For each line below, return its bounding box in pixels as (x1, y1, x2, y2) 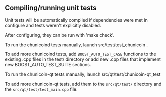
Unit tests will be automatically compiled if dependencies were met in (5, 17, 148, 23)
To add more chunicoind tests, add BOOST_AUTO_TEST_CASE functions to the (5, 51, 156, 57)
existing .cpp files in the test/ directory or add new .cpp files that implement (5, 56, 161, 62)
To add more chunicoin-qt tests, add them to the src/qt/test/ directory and (5, 81, 162, 87)
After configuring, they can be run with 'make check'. (5, 32, 115, 38)
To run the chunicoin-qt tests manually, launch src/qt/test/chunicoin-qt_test (5, 71, 161, 77)
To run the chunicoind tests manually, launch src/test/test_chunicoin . (5, 42, 148, 48)
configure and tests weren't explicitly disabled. (5, 22, 101, 28)
